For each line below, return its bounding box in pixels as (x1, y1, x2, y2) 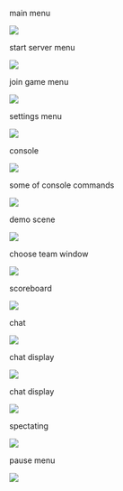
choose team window (9, 248, 89, 259)
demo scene (9, 214, 56, 225)
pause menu (9, 455, 56, 466)
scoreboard (9, 283, 52, 293)
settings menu (9, 111, 63, 121)
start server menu (9, 42, 75, 52)
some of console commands (9, 180, 115, 190)
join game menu (9, 77, 69, 87)
